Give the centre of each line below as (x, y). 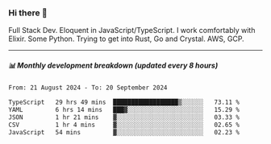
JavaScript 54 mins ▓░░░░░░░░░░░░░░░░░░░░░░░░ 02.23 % (124, 132)
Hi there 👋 (28, 13)
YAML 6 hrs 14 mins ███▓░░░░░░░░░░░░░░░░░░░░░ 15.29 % (124, 110)
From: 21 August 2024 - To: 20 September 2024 (88, 88)
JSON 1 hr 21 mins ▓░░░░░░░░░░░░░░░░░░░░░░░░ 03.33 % (124, 117)
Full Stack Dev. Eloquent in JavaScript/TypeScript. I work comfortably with (132, 31)
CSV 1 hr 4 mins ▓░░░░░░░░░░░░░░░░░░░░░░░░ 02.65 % (124, 125)
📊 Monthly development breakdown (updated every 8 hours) (113, 65)
